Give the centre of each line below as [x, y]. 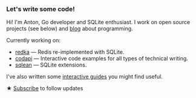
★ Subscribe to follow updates [45, 88]
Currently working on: [33, 41]
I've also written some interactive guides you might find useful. [85, 77]
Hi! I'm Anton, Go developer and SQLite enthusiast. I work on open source [98, 22]
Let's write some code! [41, 9]
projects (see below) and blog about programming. [70, 28]
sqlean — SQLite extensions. [51, 65]
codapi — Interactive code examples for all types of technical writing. [102, 59]
